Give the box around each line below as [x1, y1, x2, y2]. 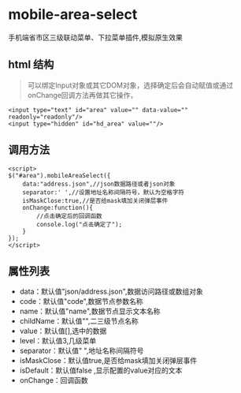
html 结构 [8, 58, 54, 72]
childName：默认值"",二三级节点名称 [19, 316, 139, 326]
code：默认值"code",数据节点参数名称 [19, 297, 143, 306]
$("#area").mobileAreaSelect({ [8, 171, 111, 179]
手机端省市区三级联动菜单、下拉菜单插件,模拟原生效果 [8, 32, 184, 42]
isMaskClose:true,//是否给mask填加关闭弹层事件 [22, 196, 169, 204]
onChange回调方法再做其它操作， [27, 90, 138, 99]
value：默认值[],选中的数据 [19, 326, 107, 336]
